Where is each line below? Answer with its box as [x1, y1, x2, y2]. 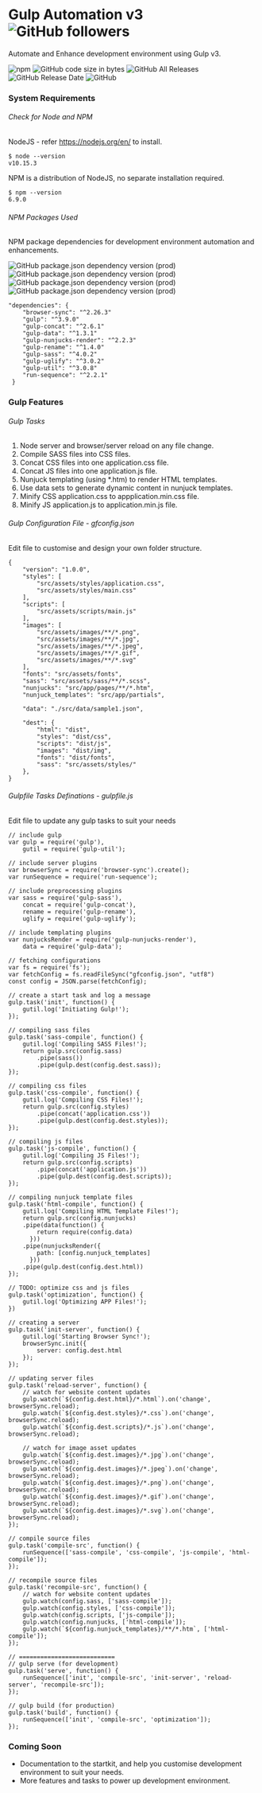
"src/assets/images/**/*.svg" [37, 656, 137, 664]
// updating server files [8, 1374, 94, 1382]
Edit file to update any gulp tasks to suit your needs [8, 816, 176, 825]
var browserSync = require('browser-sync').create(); [8, 866, 191, 874]
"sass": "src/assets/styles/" [37, 760, 137, 769]
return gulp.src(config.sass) [22, 1047, 123, 1055]
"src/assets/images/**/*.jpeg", [37, 642, 144, 650]
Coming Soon [8, 1740, 62, 1752]
